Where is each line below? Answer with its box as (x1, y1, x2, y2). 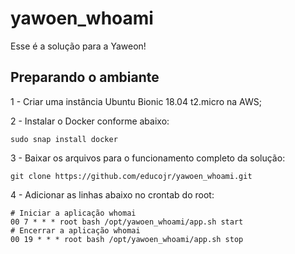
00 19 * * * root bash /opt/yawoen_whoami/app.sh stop (10, 234, 244, 244)
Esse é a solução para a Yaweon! (10, 40, 147, 52)
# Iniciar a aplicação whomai (10, 208, 137, 218)
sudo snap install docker (10, 134, 118, 144)
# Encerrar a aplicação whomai (10, 225, 141, 236)
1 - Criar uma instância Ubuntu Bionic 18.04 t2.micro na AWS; (10, 95, 262, 107)
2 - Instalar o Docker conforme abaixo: (10, 115, 170, 127)
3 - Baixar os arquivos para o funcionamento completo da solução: (10, 152, 286, 164)
